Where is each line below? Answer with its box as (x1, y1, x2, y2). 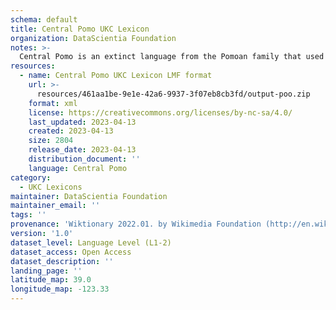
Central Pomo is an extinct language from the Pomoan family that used (19, 52, 325, 62)
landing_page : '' (10, 266, 83, 276)
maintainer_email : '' (10, 201, 101, 211)
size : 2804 (28, 136, 74, 146)
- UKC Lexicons (19, 182, 83, 192)
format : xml (28, 98, 78, 108)
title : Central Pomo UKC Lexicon (10, 24, 150, 34)
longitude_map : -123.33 (10, 284, 110, 295)
